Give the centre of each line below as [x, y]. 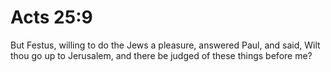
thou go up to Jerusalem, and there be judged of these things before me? [161, 55]
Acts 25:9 [51, 17]
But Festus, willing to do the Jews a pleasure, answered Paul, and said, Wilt [165, 45]
